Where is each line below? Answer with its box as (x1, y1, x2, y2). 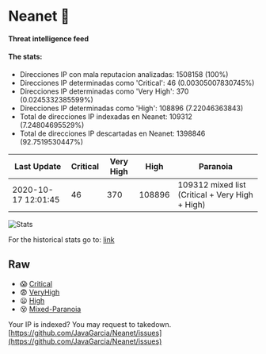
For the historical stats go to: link (8, 234, 115, 244)
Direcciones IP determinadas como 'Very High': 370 (19, 87, 189, 96)
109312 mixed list (177, 179, 247, 190)
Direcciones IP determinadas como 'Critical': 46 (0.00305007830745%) (19, 78, 255, 87)
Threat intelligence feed (8, 33, 89, 43)
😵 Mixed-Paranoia (19, 304, 82, 314)
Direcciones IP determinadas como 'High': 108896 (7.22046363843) (19, 103, 244, 113)
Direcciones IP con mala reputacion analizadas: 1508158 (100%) (19, 69, 229, 79)
